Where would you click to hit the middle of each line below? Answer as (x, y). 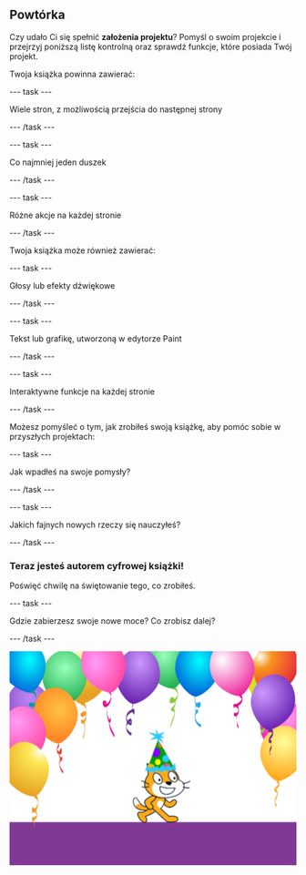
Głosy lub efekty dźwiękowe (62, 285)
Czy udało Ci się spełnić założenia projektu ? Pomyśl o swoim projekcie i (145, 36)
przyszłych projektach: (52, 436)
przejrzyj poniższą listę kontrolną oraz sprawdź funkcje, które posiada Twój (151, 46)
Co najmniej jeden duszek (58, 162)
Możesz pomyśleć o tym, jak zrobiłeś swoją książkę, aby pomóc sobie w (145, 426)
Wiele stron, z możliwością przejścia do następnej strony (116, 109)
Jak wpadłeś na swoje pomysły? (70, 472)
